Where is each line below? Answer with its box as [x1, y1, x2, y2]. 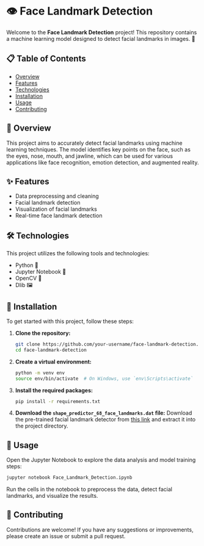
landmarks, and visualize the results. [6, 492, 98, 500]
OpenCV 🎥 [15, 275, 42, 282]
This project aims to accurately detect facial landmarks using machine [6, 139, 183, 147]
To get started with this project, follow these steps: [6, 318, 134, 325]
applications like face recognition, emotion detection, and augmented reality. [6, 159, 200, 166]
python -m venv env [15, 369, 65, 376]
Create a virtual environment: [15, 358, 92, 365]
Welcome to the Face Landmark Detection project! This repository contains [6, 28, 197, 36]
